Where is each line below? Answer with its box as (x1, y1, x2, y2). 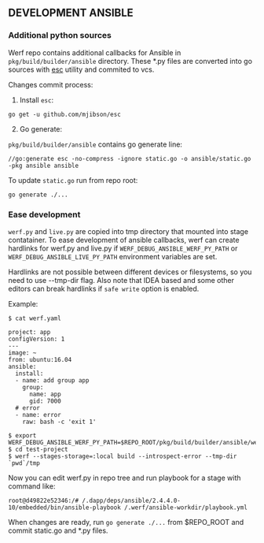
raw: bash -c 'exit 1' (22, 418, 97, 426)
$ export (8, 431, 37, 440)
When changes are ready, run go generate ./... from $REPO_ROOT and (8, 517, 244, 526)
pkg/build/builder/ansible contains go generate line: (8, 139, 183, 149)
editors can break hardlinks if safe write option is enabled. (8, 284, 200, 293)
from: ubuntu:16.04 (8, 355, 72, 363)
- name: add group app (15, 376, 90, 385)
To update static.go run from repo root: (8, 175, 138, 184)
